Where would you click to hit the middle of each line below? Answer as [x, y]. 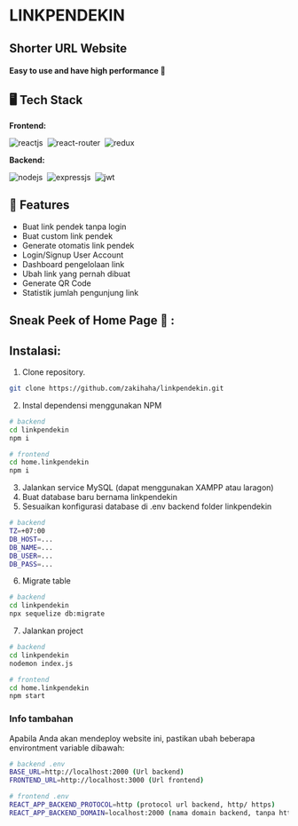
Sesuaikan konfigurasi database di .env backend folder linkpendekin [147, 506]
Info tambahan [41, 719]
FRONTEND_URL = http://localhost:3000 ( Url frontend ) [106, 781]
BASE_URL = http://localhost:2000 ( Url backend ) [97, 772]
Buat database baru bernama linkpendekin [99, 497]
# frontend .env [39, 797]
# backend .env [37, 764]
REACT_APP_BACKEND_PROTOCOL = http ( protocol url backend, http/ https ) [142, 805]
